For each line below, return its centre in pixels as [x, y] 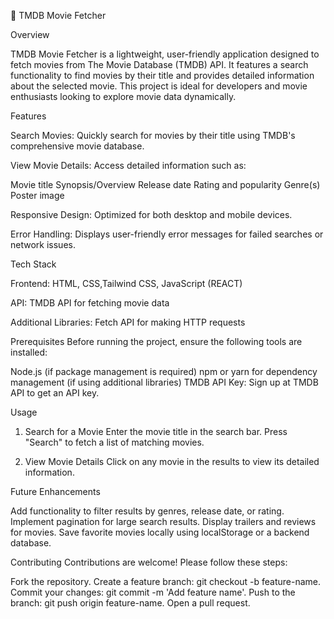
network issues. [43, 244]
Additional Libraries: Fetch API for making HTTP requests [128, 322]
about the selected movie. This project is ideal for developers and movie [159, 86]
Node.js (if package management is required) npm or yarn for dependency [164, 371]
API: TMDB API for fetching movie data [90, 303]
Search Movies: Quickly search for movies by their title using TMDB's [153, 135]
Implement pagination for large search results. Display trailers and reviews [163, 521]
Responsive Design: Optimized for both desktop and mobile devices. [151, 214]
